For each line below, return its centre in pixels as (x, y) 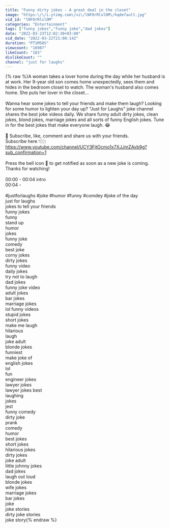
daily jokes (17, 271)
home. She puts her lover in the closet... (47, 93)
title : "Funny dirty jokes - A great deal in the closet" (68, 10)
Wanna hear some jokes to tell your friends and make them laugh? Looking (83, 104)
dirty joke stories (23, 515)
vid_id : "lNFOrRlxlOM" (29, 19)
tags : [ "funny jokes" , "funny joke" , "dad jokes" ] (58, 29)
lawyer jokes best (24, 390)
